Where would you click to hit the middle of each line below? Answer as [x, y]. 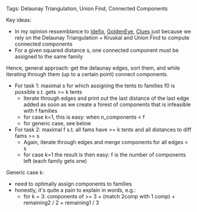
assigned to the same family [49, 56]
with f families [40, 111]
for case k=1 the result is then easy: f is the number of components [105, 155]
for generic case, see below [57, 123]
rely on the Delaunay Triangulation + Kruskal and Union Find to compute [102, 37]
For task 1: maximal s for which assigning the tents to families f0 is [95, 86]
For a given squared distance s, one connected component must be [97, 50]
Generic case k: [25, 172]
